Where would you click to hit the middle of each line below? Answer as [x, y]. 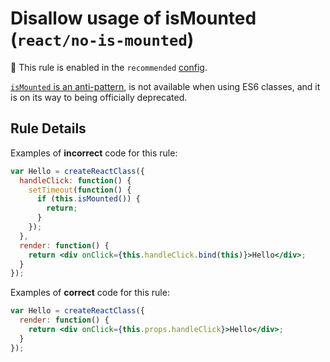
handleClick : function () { [75, 180]
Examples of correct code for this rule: [90, 293]
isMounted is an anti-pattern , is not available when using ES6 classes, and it [165, 86]
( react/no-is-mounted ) [102, 39]
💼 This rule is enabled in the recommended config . [109, 67]
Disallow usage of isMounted [133, 18]
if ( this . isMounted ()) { [88, 199]
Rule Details [48, 128]
